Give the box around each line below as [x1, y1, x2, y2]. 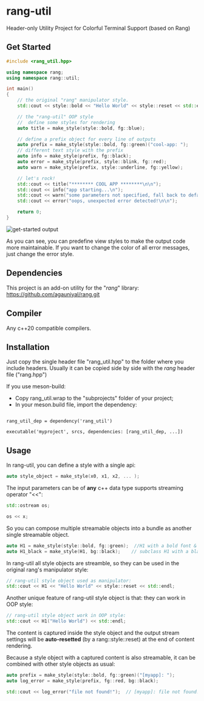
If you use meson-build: [6, 383, 66, 390]
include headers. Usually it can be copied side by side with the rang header [6, 364, 195, 372]
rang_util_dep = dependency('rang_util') [6, 418, 113, 424]
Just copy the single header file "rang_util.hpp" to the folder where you [6, 358, 184, 366]
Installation [6, 342, 50, 352]
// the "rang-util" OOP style [17, 114, 94, 120]
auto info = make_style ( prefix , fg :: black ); [17, 153, 132, 159]
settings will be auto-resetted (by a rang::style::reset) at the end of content [6, 636, 195, 643]
